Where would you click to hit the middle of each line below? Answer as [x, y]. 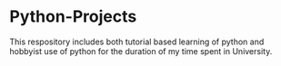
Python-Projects [73, 17]
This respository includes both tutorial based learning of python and [137, 42]
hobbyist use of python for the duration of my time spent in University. [141, 51]
